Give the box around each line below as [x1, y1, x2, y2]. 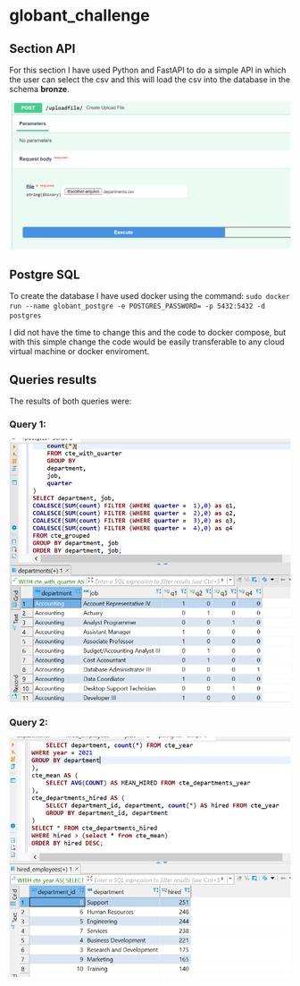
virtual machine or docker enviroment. [9, 346, 150, 357]
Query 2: [9, 717, 49, 728]
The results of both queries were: [9, 395, 132, 406]
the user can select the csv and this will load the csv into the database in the [9, 74, 291, 85]
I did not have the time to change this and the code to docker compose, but [9, 327, 287, 338]
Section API [9, 41, 76, 56]
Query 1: [9, 418, 46, 430]
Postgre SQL [9, 267, 80, 282]
